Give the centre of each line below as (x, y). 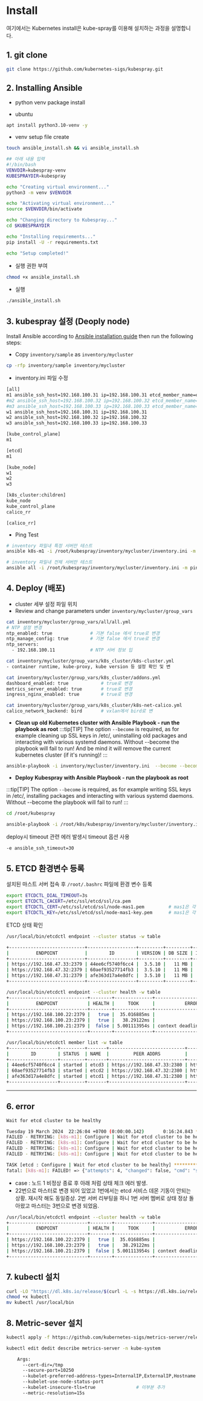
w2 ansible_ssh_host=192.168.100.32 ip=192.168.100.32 (77, 418)
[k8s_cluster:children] (36, 495)
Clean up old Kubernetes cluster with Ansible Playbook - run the (97, 723)
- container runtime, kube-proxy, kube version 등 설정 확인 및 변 (89, 667)
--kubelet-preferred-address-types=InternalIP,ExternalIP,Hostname (109, 1376)
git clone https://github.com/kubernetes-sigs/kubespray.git (85, 69)
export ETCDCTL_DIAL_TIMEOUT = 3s (47, 896)
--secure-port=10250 (48, 1371)
